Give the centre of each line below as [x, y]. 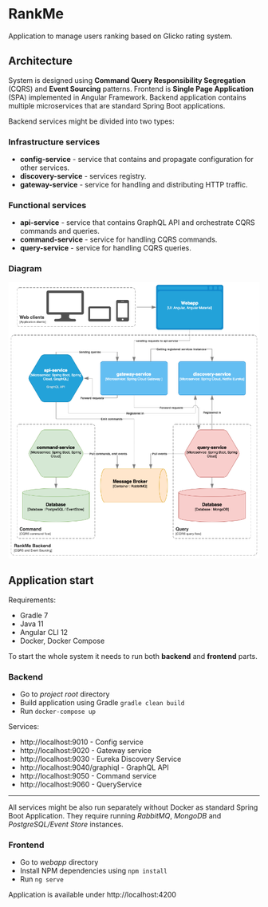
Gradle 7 [34, 615]
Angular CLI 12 [44, 632]
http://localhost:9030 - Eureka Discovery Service [100, 759]
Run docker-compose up [57, 712]
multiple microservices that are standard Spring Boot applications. [117, 105]
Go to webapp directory [59, 862]
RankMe [36, 14]
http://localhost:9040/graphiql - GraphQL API [94, 767]
